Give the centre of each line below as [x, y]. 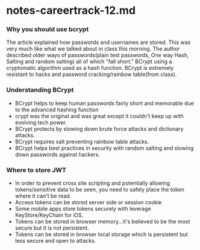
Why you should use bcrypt [48, 30]
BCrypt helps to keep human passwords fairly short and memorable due [105, 103]
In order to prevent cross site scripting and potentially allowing [92, 183]
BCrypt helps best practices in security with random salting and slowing [104, 148]
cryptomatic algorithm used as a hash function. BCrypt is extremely [90, 68]
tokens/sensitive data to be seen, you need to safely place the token [100, 190]
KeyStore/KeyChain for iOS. [49, 215]
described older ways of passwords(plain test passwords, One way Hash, [98, 55]
